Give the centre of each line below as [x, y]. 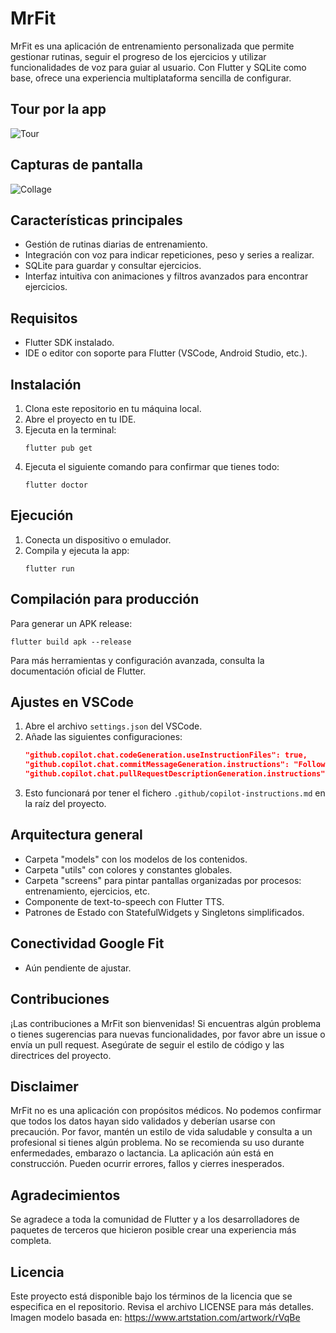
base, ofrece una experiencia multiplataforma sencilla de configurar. [151, 78]
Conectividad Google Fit [87, 943]
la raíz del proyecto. [65, 804]
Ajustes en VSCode [72, 702]
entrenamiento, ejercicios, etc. [87, 891]
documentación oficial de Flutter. [78, 671]
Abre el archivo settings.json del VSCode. [113, 726]
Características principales [96, 220]
